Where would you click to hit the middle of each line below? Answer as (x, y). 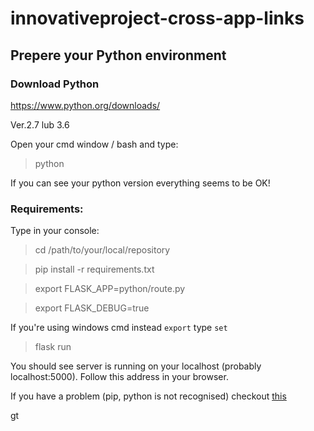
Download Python (55, 84)
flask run (53, 347)
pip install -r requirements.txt (94, 269)
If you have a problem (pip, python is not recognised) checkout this (148, 396)
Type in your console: (55, 231)
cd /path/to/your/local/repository (102, 250)
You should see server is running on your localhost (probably (136, 366)
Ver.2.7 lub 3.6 (40, 124)
